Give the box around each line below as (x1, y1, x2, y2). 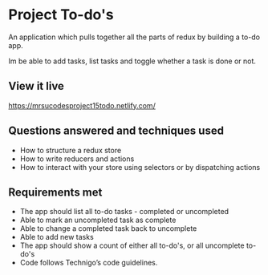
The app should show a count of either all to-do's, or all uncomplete (19, 241, 245, 250)
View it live (8, 79, 64, 93)
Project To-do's (8, 6, 114, 24)
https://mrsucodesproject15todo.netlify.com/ (8, 100, 156, 110)
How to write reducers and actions (19, 154, 135, 164)
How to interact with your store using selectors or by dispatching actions (19, 162, 261, 172)
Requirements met (8, 185, 103, 199)
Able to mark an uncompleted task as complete (19, 215, 177, 225)
